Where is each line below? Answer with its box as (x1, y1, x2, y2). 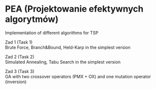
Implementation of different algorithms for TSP (5, 30, 98, 36)
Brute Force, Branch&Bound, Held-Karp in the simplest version (5, 44, 131, 50)
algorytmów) (5, 14, 58, 25)
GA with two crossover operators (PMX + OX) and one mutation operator (5, 73, 151, 79)
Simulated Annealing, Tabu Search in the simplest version (5, 59, 121, 65)
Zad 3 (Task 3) (5, 68, 35, 74)
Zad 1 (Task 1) (5, 39, 33, 45)
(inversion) (5, 79, 27, 85)
